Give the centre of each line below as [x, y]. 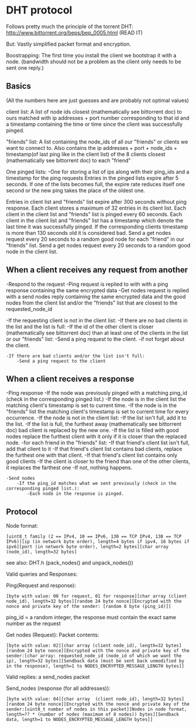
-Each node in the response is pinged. [76, 494]
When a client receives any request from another [97, 270]
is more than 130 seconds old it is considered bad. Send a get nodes [89, 233]
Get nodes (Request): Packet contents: [53, 635]
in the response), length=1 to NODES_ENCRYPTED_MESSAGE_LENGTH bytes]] [95, 666]
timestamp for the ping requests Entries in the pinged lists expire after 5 [92, 178]
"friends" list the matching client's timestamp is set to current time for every [97, 412]
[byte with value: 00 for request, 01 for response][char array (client [97, 596]
